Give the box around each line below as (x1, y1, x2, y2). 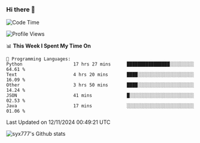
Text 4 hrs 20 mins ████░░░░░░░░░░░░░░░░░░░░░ (6, 71, 195, 78)
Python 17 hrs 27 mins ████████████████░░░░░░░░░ (6, 61, 195, 67)
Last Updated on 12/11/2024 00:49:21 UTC (6, 119, 111, 126)
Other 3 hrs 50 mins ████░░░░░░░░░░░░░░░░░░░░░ (6, 82, 195, 88)
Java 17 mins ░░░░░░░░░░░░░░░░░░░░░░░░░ (6, 103, 195, 109)
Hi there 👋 (6, 5, 36, 14)
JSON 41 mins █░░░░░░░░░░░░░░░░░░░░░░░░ (6, 92, 195, 99)
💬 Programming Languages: (6, 56, 71, 62)
